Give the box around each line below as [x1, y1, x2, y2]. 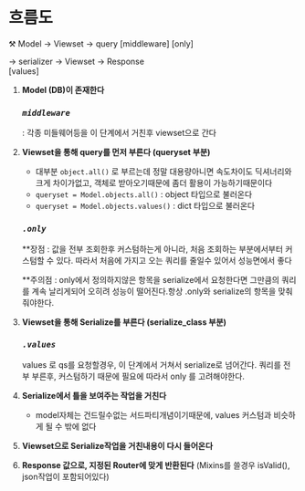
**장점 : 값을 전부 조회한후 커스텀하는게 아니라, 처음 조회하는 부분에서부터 [21, 243, 284, 255]
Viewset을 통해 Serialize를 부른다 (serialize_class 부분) [21, 316, 227, 328]
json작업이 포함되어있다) [21, 471, 110, 482]
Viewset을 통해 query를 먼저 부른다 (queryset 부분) [21, 147, 211, 158]
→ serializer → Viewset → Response [8, 56, 145, 67]
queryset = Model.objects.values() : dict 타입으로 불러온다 [35, 201, 256, 212]
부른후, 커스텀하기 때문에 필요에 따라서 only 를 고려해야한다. [31, 371, 246, 381]
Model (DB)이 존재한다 [21, 84, 105, 95]
